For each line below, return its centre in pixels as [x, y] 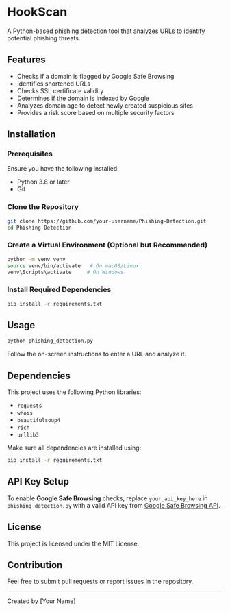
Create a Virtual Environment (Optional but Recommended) [107, 245]
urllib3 [28, 435]
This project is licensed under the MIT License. [73, 543]
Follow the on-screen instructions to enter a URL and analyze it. [97, 354]
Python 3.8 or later [43, 182]
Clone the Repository [43, 207]
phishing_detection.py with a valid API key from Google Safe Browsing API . [114, 505]
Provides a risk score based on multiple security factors [95, 112]
